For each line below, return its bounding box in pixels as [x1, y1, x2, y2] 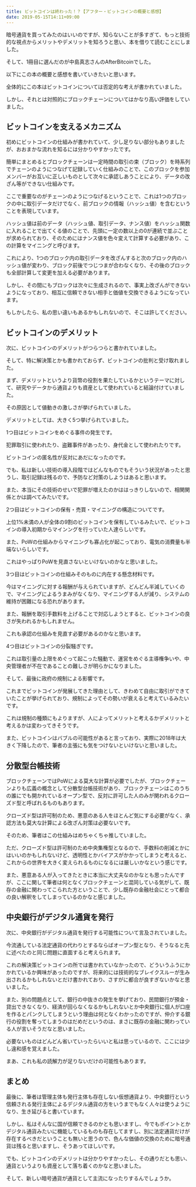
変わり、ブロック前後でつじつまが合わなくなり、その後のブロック [31, 262, 190, 269]
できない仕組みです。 [26, 180, 78, 187]
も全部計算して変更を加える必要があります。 [6, 269, 113, 276]
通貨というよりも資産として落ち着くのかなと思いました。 [6, 1162, 145, 1169]
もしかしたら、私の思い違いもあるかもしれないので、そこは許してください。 [6, 309, 190, 316]
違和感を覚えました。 [11, 1045, 63, 1052]
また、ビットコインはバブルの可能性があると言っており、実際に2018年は [6, 735, 181, 742]
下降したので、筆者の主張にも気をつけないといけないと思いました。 [16, 742, 180, 749]
